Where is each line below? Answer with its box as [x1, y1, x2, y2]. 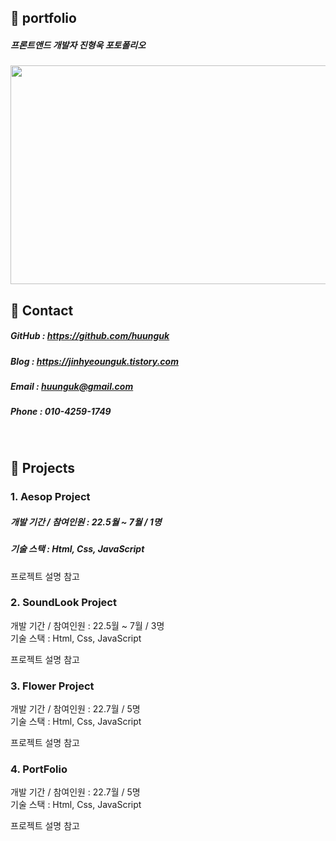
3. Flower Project [10, 679, 95, 693]
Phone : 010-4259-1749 [10, 406, 112, 418]
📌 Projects [10, 460, 76, 477]
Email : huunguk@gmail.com [10, 381, 134, 393]
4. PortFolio [10, 762, 68, 776]
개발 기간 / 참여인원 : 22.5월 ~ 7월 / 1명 [10, 516, 162, 528]
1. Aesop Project [10, 490, 91, 504]
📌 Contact [10, 302, 74, 319]
